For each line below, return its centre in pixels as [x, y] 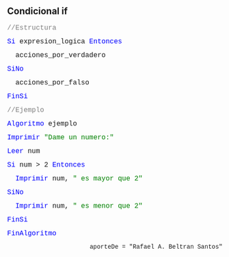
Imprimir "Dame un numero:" [60, 137]
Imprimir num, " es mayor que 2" [79, 179]
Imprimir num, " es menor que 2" [79, 206]
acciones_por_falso [53, 83]
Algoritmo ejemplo [42, 124]
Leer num [24, 151]
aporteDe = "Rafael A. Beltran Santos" [156, 247]
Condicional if [38, 11]
